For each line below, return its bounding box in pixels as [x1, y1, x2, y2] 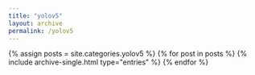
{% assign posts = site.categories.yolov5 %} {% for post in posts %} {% [8, 49, 248, 59]
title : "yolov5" [8, 11, 63, 20]
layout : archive [8, 19, 63, 27]
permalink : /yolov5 [8, 27, 74, 35]
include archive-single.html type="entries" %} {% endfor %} [8, 57, 209, 67]
